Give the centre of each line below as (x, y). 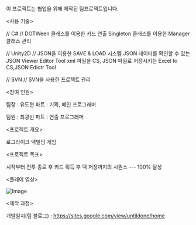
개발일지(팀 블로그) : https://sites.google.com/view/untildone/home (85, 216)
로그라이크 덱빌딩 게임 (31, 142)
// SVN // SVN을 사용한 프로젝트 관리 (48, 79)
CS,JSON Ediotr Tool (31, 67)
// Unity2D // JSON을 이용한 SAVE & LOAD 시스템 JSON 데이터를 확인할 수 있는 (98, 53)
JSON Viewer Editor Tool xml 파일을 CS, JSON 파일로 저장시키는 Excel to (92, 61)
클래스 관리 (19, 41)
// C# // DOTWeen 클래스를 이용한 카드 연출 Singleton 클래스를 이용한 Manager (98, 33)
